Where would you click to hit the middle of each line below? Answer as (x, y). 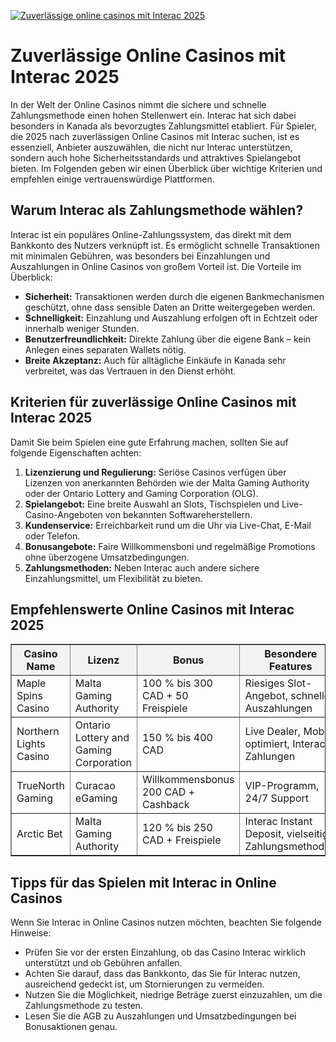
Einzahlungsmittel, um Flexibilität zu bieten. (113, 578)
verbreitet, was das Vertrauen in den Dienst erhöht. (130, 371)
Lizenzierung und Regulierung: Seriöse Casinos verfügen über (155, 472)
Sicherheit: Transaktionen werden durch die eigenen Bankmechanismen (174, 296)
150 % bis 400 (177, 738)
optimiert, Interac (285, 744)
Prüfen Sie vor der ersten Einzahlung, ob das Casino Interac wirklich (165, 952)
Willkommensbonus (188, 780)
